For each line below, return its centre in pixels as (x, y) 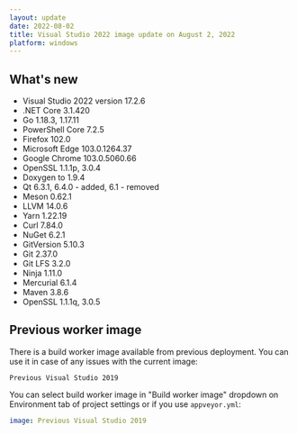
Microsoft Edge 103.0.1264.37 (77, 149)
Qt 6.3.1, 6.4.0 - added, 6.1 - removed (91, 187)
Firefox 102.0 (46, 140)
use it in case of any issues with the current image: (103, 361)
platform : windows (44, 43)
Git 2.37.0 (40, 254)
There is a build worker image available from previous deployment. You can (149, 351)
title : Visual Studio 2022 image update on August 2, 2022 (122, 34)
